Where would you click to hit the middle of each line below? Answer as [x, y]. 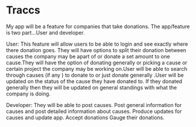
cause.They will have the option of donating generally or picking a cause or [97, 63]
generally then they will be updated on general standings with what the [92, 87]
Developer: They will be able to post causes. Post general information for [94, 105]
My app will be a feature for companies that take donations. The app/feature [98, 26]
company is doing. [28, 94]
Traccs [23, 10]
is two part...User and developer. [45, 32]
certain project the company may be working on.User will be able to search [97, 68]
